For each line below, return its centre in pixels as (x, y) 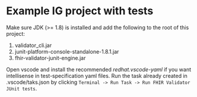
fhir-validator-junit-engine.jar (50, 58)
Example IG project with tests (80, 11)
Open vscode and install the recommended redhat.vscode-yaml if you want (99, 69)
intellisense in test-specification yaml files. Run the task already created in (97, 76)
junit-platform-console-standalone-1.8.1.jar (67, 51)
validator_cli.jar (33, 45)
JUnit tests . (22, 88)
